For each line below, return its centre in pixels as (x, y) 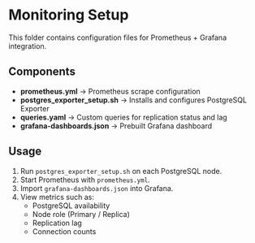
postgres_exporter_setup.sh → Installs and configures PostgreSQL (134, 100)
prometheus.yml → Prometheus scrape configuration (110, 91)
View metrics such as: (57, 197)
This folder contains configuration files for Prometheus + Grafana (118, 37)
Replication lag (57, 223)
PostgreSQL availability (71, 206)
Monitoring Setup (69, 15)
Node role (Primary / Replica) (81, 214)
